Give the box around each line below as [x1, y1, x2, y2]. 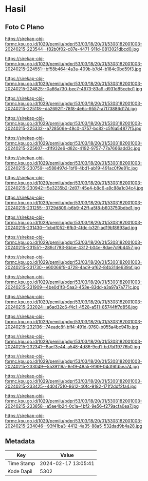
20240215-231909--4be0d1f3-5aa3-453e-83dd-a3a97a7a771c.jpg [5, 284, 140, 290]
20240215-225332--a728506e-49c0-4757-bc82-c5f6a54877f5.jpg [5, 125, 142, 131]
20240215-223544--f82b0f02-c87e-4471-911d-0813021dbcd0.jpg [5, 46, 139, 52]
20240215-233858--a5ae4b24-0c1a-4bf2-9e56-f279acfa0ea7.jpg [5, 403, 139, 409]
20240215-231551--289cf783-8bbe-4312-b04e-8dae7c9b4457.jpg [5, 245, 140, 250]
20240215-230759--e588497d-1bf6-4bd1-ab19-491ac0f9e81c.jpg [5, 165, 138, 171]
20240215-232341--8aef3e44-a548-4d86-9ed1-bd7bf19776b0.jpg [5, 344, 140, 350]
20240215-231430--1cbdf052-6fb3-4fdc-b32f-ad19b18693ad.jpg [5, 225, 138, 230]
